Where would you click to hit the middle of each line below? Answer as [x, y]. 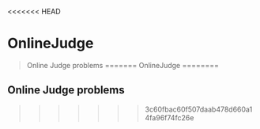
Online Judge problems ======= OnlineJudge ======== [122, 65]
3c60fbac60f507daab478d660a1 [199, 109]
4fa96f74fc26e [170, 117]
